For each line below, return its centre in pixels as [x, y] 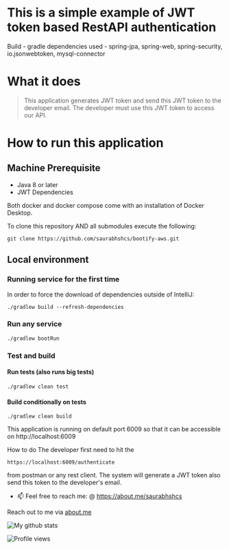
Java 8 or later [37, 184]
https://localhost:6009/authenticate [61, 462]
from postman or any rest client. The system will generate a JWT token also [114, 475]
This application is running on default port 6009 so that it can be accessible [114, 429]
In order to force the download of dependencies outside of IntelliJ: [101, 294]
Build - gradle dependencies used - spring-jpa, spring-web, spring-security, [115, 46]
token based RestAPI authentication [112, 27]
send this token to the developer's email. [64, 482]
